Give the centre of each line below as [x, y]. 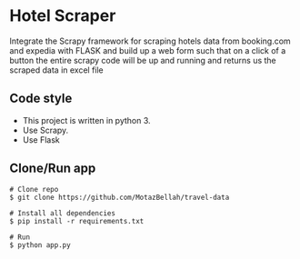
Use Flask [41, 139]
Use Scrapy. [45, 130]
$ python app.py [40, 245]
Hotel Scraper [63, 16]
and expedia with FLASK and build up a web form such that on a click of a [148, 50]
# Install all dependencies [63, 213]
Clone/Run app [53, 169]
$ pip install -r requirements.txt [77, 221]
